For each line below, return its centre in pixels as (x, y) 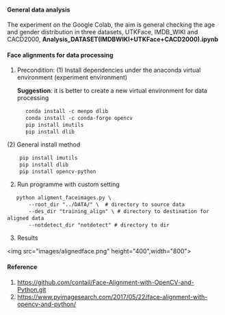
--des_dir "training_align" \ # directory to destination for (119, 212)
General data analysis (39, 10)
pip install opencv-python (58, 172)
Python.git (31, 289)
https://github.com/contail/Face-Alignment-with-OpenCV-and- (106, 282)
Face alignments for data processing (61, 55)
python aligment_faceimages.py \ (64, 198)
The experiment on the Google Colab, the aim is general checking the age (111, 25)
